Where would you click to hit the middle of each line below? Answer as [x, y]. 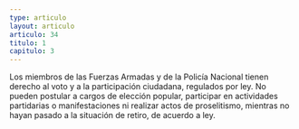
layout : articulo [42, 26]
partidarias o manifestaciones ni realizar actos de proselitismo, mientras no [149, 106]
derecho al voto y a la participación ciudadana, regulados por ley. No [138, 87]
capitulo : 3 [32, 51]
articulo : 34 [34, 34]
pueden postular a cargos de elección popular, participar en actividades [144, 97]
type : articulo [38, 18]
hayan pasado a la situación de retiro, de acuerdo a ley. [112, 115]
